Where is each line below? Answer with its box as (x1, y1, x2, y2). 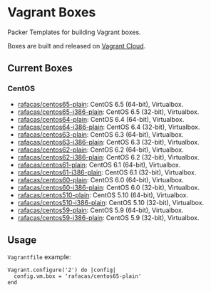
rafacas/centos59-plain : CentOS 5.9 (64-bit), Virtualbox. (17, 206, 184, 214)
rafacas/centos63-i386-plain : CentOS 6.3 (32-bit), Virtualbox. (17, 137, 200, 146)
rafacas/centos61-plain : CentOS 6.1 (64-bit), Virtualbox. (17, 160, 181, 169)
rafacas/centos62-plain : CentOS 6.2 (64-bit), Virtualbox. (17, 145, 184, 154)
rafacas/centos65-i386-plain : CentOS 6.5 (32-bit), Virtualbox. (17, 108, 200, 116)
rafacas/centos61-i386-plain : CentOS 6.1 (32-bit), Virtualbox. (17, 168, 197, 177)
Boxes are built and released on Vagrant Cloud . (7, 41, 146, 50)
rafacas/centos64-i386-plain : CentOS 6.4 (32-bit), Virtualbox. (17, 122, 200, 131)
